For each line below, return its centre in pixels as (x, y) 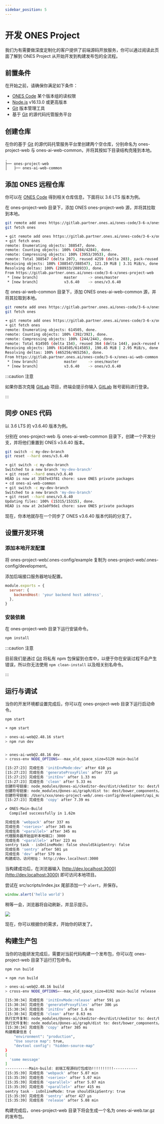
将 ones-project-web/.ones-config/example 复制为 (56, 560)
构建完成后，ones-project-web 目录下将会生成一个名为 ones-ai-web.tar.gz (80, 1110)
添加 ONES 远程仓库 (35, 184)
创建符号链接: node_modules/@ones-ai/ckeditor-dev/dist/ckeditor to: (75, 786)
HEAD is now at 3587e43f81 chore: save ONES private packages (70, 478)
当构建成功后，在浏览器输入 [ (34, 869)
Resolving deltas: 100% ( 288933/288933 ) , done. (54, 268)
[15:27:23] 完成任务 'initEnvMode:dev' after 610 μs (58, 768)
